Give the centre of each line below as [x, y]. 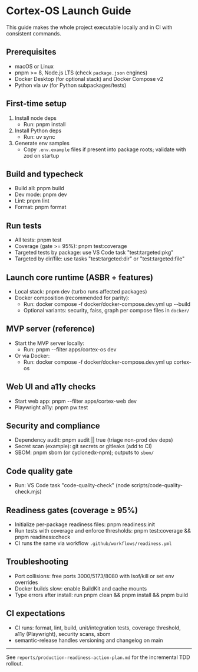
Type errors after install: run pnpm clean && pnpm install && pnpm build [101, 595]
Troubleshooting [37, 562]
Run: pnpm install [44, 124]
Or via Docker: [32, 355]
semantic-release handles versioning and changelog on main [89, 640]
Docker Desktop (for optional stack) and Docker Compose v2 [89, 79]
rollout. [15, 663]
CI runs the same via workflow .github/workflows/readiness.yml [93, 543]
